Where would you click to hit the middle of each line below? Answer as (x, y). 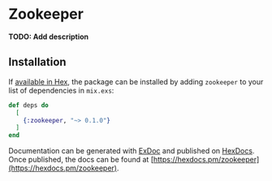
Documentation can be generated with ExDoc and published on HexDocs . (132, 151)
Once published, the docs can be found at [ (81, 160)
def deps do (28, 105)
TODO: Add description (49, 37)
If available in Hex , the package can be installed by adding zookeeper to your (136, 81)
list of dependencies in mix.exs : (61, 90)
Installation (37, 62)
